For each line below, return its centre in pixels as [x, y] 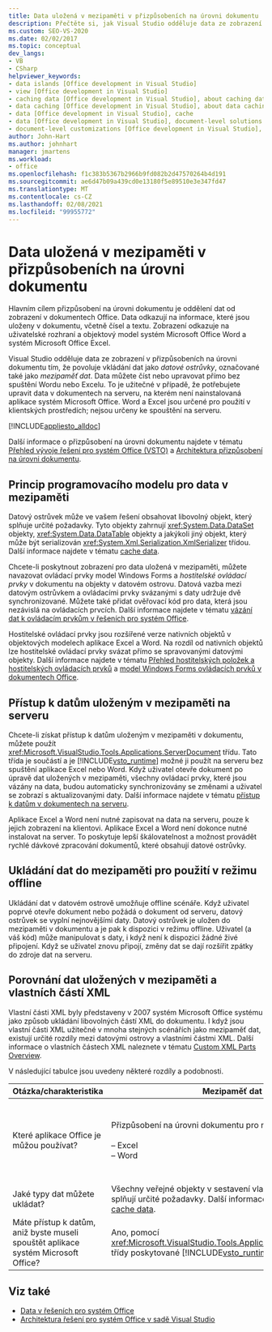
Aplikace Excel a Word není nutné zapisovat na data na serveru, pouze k [129, 819]
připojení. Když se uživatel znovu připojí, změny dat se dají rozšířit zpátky [131, 946]
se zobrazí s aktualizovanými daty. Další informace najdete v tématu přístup [134, 795]
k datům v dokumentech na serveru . [69, 804]
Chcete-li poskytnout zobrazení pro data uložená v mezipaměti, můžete [127, 567]
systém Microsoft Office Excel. [59, 343]
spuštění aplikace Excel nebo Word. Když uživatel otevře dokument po [126, 769]
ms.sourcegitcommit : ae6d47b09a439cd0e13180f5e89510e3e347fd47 [117, 182]
